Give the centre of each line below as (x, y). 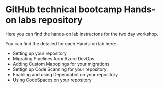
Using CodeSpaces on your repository (52, 80)
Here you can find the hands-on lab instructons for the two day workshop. (82, 34)
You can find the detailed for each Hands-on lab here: (61, 43)
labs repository (50, 20)
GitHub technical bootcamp (64, 9)
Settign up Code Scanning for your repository (59, 69)
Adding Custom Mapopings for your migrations (61, 64)
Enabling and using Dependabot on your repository (65, 74)
